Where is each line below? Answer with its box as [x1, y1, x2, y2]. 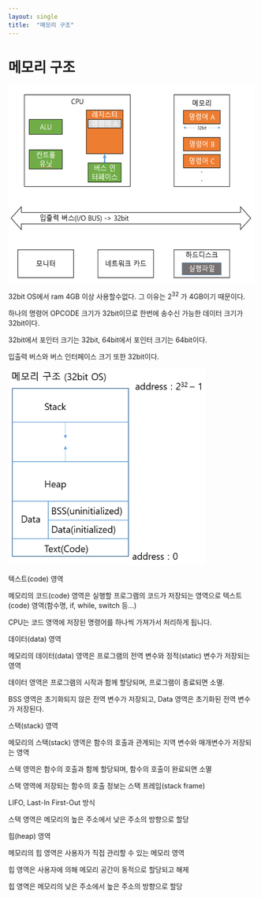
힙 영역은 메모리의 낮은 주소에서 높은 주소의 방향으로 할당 [8, 881, 183, 891]
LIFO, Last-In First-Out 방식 [8, 798, 96, 807]
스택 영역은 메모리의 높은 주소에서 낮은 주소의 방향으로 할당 [8, 814, 189, 824]
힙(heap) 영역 [8, 832, 51, 841]
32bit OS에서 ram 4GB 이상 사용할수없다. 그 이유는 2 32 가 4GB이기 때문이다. [8, 290, 246, 301]
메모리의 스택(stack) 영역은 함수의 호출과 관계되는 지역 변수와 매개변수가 [8, 738, 231, 747]
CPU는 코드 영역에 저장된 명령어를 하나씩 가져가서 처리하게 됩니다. [8, 617, 212, 627]
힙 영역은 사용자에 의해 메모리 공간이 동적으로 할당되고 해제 [8, 865, 189, 874]
